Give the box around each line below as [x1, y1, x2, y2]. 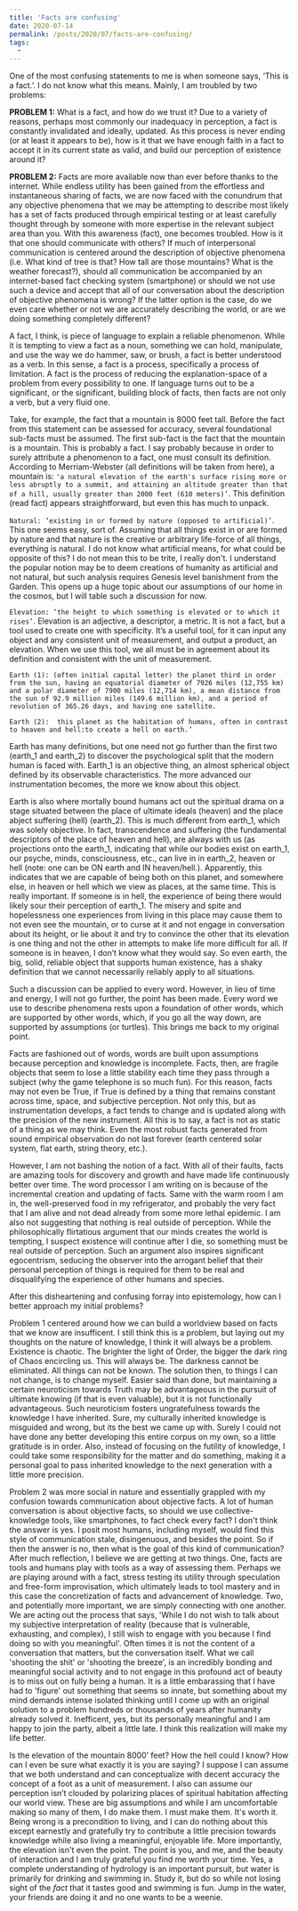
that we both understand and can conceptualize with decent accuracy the [9, 1769, 280, 1780]
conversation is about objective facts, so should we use [9, 1506, 213, 1516]
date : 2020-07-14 [9, 21, 74, 30]
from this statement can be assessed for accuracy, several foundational [9, 424, 272, 435]
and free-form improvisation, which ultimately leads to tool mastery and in [9, 1581, 280, 1592]
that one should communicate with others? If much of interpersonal [9, 238, 256, 249]
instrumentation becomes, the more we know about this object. [9, 779, 241, 789]
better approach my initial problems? [9, 1301, 144, 1311]
